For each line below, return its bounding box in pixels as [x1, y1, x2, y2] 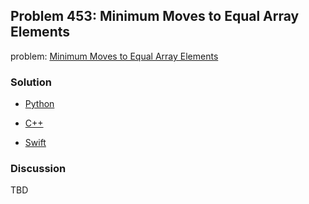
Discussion [10, 162, 67, 176]
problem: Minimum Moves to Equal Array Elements [10, 50, 219, 62]
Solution [10, 75, 53, 89]
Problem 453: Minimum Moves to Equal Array [10, 8, 300, 25]
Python [24, 98, 55, 110]
